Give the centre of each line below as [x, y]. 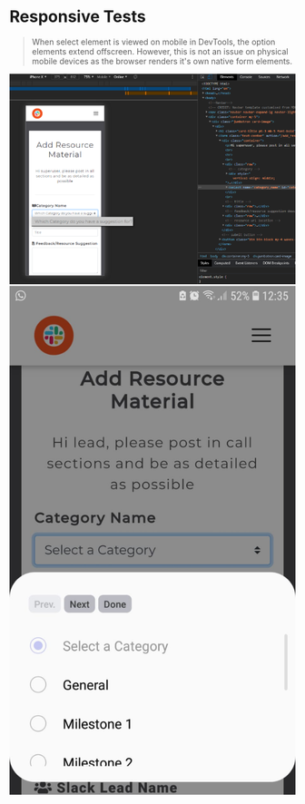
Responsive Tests [78, 17]
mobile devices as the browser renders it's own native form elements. [162, 61]
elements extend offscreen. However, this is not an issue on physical [160, 51]
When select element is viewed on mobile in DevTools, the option [153, 42]
